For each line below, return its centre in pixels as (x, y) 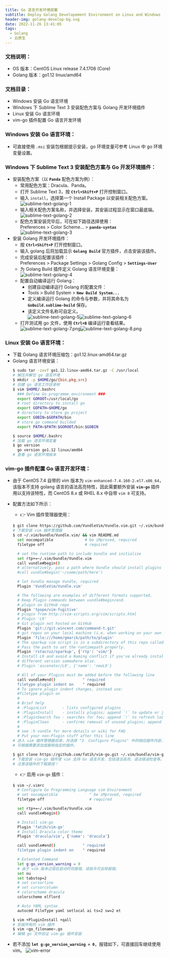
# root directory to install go (51, 404)
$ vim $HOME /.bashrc (34, 389)
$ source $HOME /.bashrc (37, 436)
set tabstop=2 (32, 878)
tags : (11, 29)
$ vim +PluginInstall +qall (42, 920)
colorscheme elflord (39, 897)
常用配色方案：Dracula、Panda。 (54, 185)
